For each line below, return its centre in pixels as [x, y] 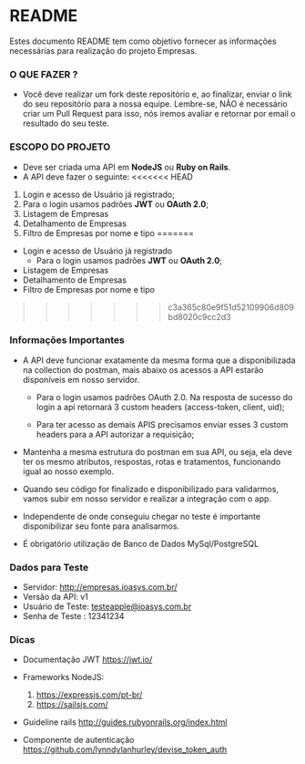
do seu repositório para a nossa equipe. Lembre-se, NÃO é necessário [155, 104]
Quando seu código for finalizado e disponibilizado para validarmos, [151, 489]
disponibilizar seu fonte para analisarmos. [101, 526]
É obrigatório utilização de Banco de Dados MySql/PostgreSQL [141, 543]
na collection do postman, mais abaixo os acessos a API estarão [143, 369]
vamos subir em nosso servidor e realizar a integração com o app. [147, 499]
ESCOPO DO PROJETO [60, 147]
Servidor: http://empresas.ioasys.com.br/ [100, 587]
